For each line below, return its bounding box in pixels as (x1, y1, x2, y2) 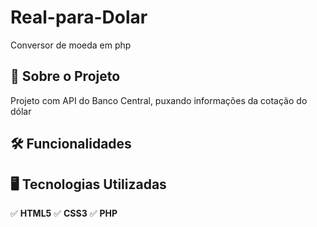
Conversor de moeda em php (10, 39, 132, 51)
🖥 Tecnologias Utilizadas (10, 176, 167, 193)
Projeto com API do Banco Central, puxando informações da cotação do (10, 94, 308, 106)
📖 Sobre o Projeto (10, 68, 121, 85)
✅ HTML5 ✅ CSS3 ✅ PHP (10, 207, 118, 219)
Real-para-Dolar (10, 6, 148, 29)
